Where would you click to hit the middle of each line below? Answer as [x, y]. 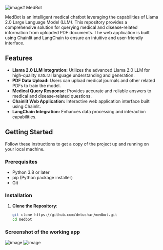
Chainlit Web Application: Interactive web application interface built [81, 101]
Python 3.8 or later [31, 172]
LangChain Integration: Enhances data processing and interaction [79, 111]
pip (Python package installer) [42, 177]
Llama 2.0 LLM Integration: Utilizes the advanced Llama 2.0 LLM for [81, 70]
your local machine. [25, 149]
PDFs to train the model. [36, 85]
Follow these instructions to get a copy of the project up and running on [77, 144]
